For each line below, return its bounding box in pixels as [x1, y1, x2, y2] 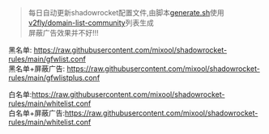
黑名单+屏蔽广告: [8, 64, 66, 73]
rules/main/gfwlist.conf [8, 54, 87, 64]
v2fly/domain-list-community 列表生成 [28, 18, 154, 27]
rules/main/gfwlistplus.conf [8, 73, 100, 82]
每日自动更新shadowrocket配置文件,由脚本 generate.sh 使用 [28, 8, 224, 17]
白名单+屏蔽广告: [8, 108, 66, 118]
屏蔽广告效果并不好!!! [28, 28, 99, 37]
